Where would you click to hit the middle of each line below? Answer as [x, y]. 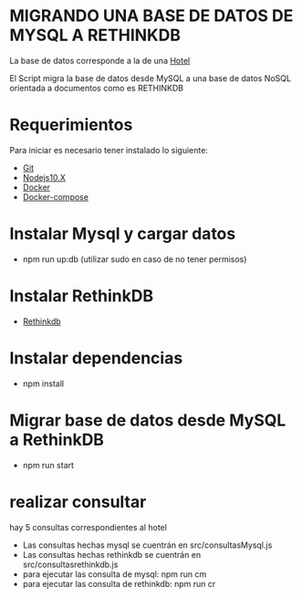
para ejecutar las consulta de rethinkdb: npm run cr [119, 583]
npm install [43, 383]
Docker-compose [56, 196]
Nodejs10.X [44, 177]
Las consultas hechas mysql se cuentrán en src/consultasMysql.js [147, 545]
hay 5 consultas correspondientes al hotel [88, 527]
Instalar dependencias [96, 358]
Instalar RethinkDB [81, 296]
